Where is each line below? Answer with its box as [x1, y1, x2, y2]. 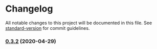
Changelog [5, 3, 53, 15]
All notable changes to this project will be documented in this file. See [5, 20, 152, 26]
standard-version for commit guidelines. [5, 25, 90, 31]
